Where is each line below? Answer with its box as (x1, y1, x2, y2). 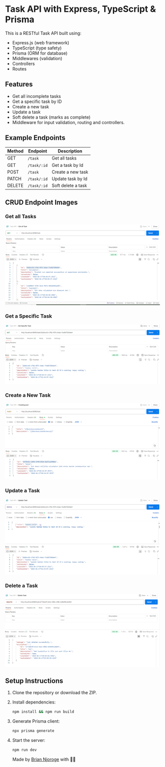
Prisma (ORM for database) (12, 50, 68, 56)
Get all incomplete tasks (12, 93, 61, 99)
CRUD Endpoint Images (5, 198, 78, 207)
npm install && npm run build (12, 709, 75, 714)
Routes (12, 65, 27, 72)
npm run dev (12, 747, 37, 752)
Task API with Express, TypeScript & (5, 3, 156, 15)
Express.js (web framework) (12, 39, 70, 45)
